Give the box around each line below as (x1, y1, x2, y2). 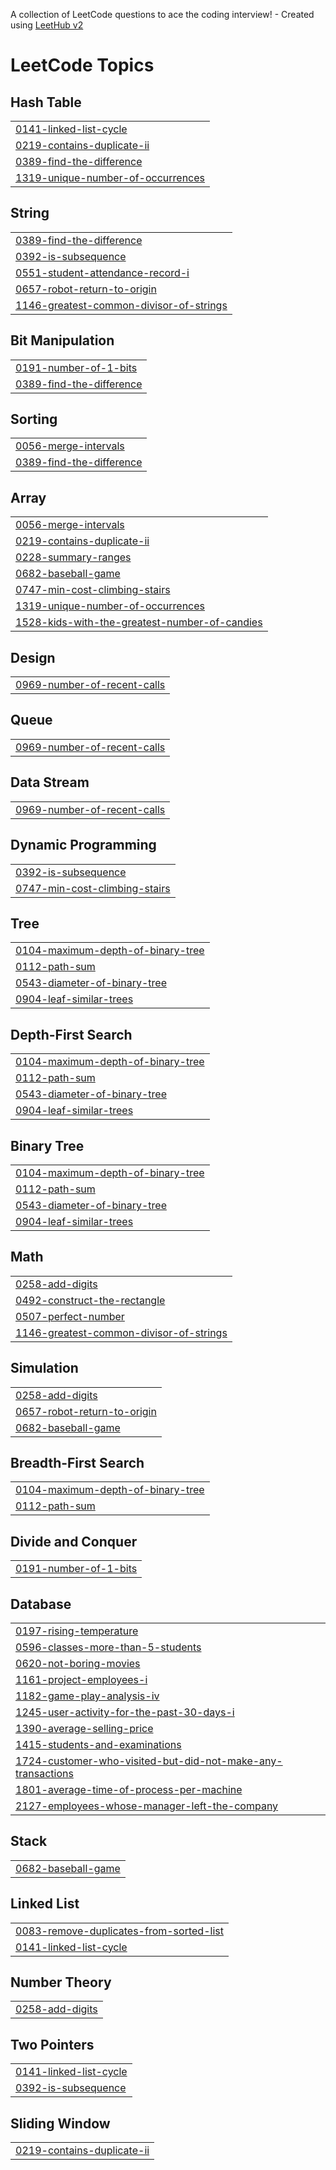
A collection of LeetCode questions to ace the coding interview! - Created (10, 9, 315, 20)
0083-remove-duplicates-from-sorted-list (15, 1924, 224, 1938)
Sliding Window (10, 2115, 111, 2132)
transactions (15, 1767, 74, 1780)
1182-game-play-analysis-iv (15, 1689, 160, 1703)
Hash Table (10, 94, 82, 111)
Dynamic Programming (10, 837, 157, 854)
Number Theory (10, 1974, 112, 1991)
